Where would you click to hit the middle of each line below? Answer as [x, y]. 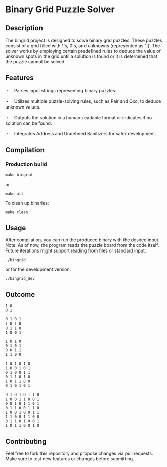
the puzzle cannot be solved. [35, 62]
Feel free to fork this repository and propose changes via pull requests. [79, 453]
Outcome [20, 294]
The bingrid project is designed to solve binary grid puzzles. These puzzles [84, 40]
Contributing [26, 441]
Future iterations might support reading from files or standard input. [76, 251]
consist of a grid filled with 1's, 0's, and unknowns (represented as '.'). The [83, 46]
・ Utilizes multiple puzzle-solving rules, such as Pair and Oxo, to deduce [83, 101]
